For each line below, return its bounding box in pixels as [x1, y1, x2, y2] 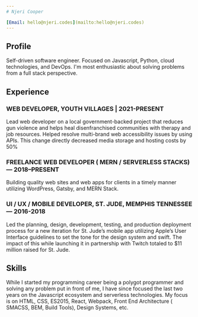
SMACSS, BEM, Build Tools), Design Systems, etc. [6, 304, 129, 311]
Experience [6, 87, 49, 97]
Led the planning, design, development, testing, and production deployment [6, 220, 191, 228]
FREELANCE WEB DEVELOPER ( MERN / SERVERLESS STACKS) [6, 158, 190, 166]
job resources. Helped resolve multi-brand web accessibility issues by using [6, 131, 193, 137]
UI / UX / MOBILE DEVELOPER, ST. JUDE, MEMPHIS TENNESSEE [6, 200, 193, 208]
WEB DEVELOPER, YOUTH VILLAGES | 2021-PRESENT [6, 104, 164, 113]
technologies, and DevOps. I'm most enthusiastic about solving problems [6, 63, 185, 71]
